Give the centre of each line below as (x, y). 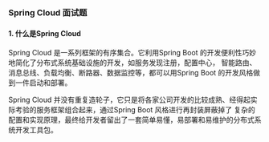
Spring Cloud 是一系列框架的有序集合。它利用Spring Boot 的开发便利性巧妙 (132, 53)
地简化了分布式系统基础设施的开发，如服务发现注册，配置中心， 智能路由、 (132, 63)
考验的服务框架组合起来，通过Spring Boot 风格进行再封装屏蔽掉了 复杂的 (135, 110)
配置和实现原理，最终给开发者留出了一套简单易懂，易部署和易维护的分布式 (131, 120)
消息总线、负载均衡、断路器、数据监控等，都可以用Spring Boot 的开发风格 (131, 73)
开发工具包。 (36, 130)
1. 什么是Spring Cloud (45, 33)
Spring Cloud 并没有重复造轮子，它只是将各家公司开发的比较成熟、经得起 (129, 100)
